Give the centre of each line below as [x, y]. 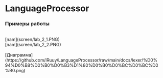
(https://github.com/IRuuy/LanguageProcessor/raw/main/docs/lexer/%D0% [81, 60]
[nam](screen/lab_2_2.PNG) [33, 45]
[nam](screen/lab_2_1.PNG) [33, 39]
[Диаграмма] [19, 55]
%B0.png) [15, 71]
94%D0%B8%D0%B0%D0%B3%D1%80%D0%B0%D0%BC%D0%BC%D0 [82, 65]
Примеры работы [27, 24]
